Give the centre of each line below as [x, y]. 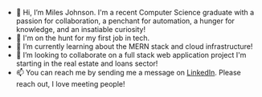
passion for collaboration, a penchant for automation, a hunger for [125, 21]
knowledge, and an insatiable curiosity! [81, 29]
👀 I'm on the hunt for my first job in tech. [83, 38]
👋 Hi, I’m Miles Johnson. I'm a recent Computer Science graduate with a [135, 12]
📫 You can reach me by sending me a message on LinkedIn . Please [128, 73]
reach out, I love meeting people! [70, 84]
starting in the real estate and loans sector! [87, 63]
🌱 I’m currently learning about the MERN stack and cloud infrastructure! [134, 46]
